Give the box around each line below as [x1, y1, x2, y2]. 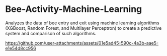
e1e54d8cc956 [5, 45, 36, 51]
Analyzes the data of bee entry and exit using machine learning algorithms [5, 20, 159, 26]
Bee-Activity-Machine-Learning [5, 3, 142, 15]
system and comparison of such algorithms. [5, 30, 97, 36]
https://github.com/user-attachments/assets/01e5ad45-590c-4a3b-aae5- [5, 40, 159, 46]
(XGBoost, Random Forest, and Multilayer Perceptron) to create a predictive [5, 25, 162, 31]
